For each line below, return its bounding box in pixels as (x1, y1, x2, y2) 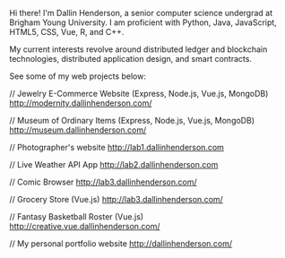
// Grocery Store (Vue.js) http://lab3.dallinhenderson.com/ (9, 194, 224, 204)
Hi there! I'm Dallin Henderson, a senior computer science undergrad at (9, 8, 273, 18)
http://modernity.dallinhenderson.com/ (9, 98, 152, 108)
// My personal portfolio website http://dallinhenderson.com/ (9, 238, 233, 249)
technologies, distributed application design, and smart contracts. (9, 54, 253, 64)
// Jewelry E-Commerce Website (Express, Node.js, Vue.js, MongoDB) (9, 89, 269, 99)
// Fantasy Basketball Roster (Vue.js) (9, 211, 144, 222)
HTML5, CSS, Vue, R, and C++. (9, 27, 125, 37)
